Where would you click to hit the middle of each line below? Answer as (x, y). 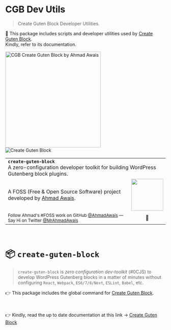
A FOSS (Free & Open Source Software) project (64, 191)
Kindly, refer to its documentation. (41, 44)
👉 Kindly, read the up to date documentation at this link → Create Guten (81, 315)
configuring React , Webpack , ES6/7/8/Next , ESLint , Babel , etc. (81, 282)
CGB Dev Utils (35, 9)
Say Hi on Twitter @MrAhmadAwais (43, 220)
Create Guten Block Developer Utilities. (59, 24)
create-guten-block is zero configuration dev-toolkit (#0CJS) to (84, 272)
